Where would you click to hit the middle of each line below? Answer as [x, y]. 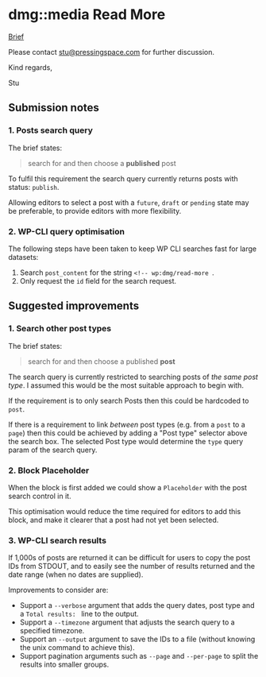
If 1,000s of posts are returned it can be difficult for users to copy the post [129, 558]
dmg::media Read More [87, 15]
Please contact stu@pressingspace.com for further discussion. [112, 52]
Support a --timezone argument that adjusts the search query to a [127, 622]
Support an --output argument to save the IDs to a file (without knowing [137, 639]
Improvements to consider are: [58, 590]
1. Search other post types [60, 329]
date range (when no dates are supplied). [76, 574]
